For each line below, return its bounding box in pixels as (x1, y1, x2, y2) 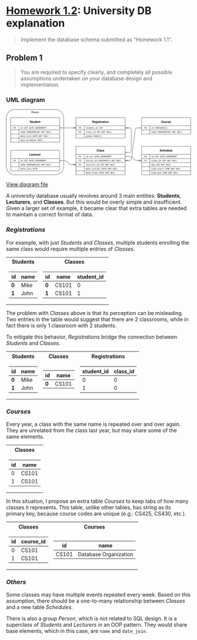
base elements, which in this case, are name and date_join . (6, 628, 148, 635)
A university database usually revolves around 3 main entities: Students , (6, 192, 182, 199)
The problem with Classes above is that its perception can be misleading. (6, 310, 184, 317)
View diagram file (6, 181, 49, 188)
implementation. (20, 81, 60, 88)
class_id (113, 368, 135, 375)
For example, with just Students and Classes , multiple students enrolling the (6, 239, 189, 246)
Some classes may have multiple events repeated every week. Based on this (6, 591, 191, 598)
